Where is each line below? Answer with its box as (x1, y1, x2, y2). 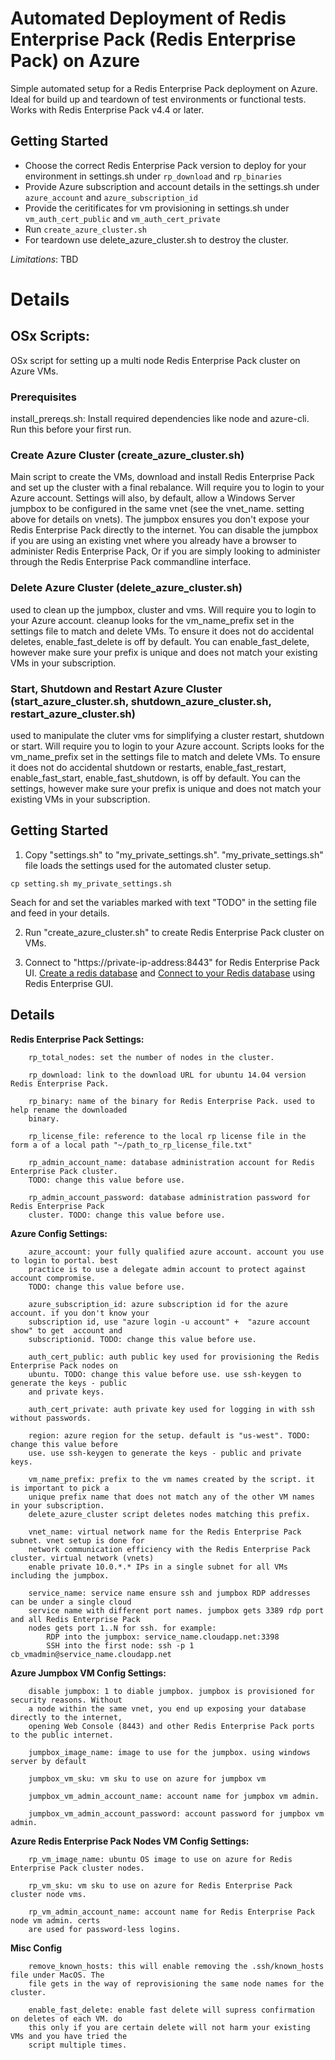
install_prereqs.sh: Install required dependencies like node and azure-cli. (10, 413, 310, 425)
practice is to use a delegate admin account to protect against (28, 1264, 307, 1274)
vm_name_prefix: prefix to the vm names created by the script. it (28, 1474, 315, 1484)
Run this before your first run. (10, 423, 132, 436)
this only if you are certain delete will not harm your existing (28, 2022, 311, 2032)
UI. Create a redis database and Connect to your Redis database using (24, 967, 316, 979)
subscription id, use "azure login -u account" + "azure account (28, 1317, 311, 1327)
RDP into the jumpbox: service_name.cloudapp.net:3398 (46, 1632, 280, 1642)
